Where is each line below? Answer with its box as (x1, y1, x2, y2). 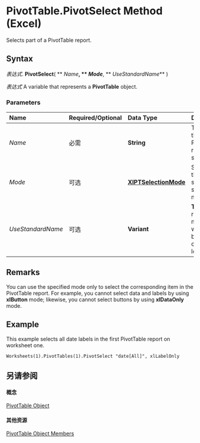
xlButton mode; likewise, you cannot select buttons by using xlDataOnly (6, 296, 185, 303)
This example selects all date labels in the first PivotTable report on (6, 335, 171, 342)
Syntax (6, 54, 33, 64)
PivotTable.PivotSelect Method (6, 4, 163, 18)
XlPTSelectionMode (127, 178, 186, 186)
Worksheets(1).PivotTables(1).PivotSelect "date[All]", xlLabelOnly (6, 353, 180, 359)
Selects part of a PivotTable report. (6, 36, 92, 43)
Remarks (6, 267, 40, 277)
